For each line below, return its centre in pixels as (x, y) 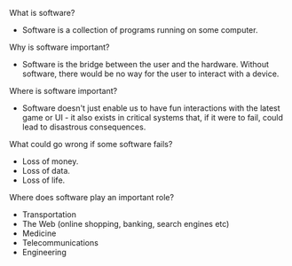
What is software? (42, 13)
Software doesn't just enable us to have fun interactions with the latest (151, 108)
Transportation (49, 215)
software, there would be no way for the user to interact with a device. (150, 74)
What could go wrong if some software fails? (91, 144)
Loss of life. (43, 180)
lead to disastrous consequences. (84, 127)
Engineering (44, 252)
